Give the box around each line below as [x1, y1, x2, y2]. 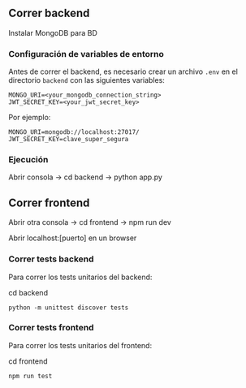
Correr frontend [8, 196, 90, 209]
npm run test [8, 372, 53, 380]
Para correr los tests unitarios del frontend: [8, 340, 153, 350]
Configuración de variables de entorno [8, 48, 165, 59]
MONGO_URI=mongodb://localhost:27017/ [8, 128, 140, 136]
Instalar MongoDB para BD [8, 28, 97, 37]
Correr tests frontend [8, 322, 95, 334]
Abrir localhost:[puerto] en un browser [8, 233, 137, 243]
